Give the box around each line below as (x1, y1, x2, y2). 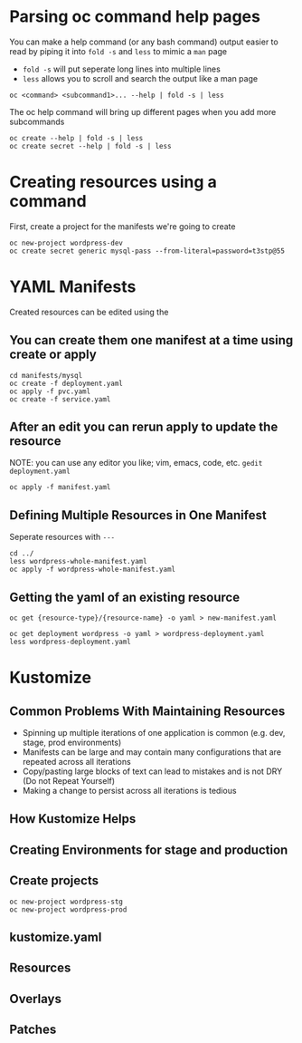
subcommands (9, 116, 65, 127)
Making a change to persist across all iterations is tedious (22, 786, 237, 797)
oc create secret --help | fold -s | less (9, 141, 172, 150)
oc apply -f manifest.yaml (9, 483, 111, 492)
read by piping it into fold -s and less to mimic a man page (9, 45, 228, 56)
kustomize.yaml (9, 930, 102, 945)
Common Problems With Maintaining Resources (9, 703, 286, 719)
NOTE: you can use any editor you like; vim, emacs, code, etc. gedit (9, 458, 263, 468)
